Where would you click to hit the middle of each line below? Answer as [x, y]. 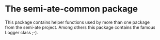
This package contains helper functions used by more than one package [78, 22]
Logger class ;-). [22, 32]
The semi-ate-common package [72, 9]
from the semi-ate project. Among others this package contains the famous [80, 27]
